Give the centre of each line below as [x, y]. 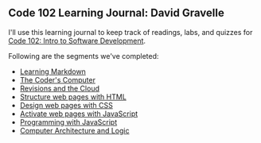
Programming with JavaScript [68, 122]
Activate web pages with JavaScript [79, 114]
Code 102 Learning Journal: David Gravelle [116, 13]
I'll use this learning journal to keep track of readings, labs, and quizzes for [130, 32]
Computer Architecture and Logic [74, 130]
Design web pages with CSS [66, 105]
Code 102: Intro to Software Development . [77, 41]
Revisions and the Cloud [59, 88]
